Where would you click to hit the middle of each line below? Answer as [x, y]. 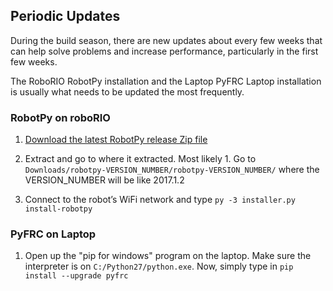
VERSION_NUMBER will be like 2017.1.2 [104, 180]
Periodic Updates [65, 16]
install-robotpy [58, 209]
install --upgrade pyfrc [76, 276]
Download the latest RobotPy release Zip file [116, 140]
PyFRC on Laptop [53, 234]
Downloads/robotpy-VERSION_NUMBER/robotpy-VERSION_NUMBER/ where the [172, 170]
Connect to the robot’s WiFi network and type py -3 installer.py [160, 200]
